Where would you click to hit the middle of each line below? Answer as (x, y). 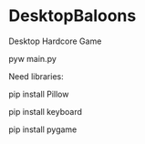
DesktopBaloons (72, 16)
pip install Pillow (39, 94)
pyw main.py (32, 58)
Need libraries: (36, 76)
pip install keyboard (46, 111)
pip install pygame (43, 129)
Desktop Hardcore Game (55, 41)
